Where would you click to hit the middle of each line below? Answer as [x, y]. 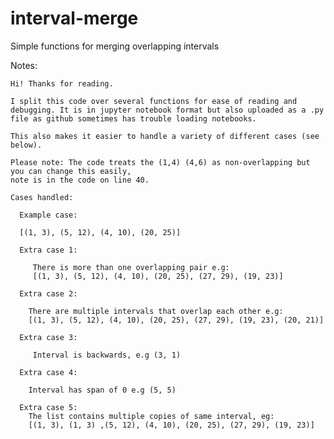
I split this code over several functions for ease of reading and [154, 101]
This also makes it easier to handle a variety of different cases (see [165, 136]
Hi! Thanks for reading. [62, 83]
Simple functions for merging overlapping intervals [115, 46]
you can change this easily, [71, 171]
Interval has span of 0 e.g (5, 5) [102, 390]
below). [26, 145]
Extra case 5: [48, 407]
